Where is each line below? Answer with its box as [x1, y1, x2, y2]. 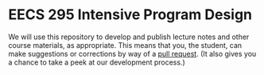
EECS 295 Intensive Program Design [8, 6, 253, 24]
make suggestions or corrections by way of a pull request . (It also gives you [8, 49, 257, 58]
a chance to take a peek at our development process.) [8, 57, 185, 67]
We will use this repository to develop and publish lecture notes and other [8, 32, 250, 41]
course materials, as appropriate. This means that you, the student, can [8, 40, 243, 49]
